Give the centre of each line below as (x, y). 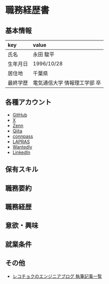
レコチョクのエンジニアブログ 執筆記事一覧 (57, 276)
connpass (23, 136)
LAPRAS (21, 141)
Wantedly (22, 147)
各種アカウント (28, 102)
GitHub (20, 115)
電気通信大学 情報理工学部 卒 (67, 83)
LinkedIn (21, 152)
